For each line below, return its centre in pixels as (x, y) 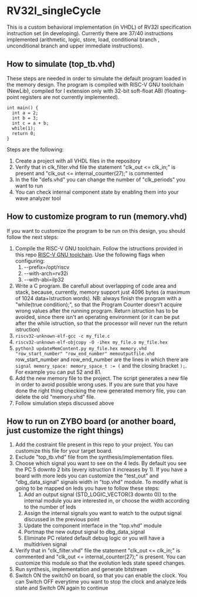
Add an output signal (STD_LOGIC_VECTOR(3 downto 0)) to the (100, 494)
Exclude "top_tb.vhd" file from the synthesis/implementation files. (94, 457)
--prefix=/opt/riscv (47, 267)
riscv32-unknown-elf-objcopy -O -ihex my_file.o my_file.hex (91, 342)
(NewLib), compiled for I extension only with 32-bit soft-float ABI (85, 91)
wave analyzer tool (38, 198)
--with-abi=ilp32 (44, 279)
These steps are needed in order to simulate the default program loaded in (97, 78)
